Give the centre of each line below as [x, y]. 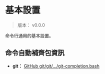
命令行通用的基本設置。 [29, 35]
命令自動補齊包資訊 [35, 53]
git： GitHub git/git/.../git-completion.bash [56, 66]
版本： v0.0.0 [31, 25]
